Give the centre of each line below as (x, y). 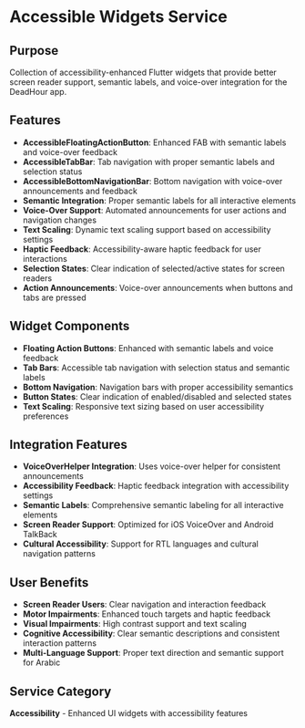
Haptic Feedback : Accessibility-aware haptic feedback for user (142, 249)
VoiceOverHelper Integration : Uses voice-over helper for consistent (151, 466)
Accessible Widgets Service (118, 17)
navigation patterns (59, 554)
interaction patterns (60, 643)
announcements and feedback (80, 191)
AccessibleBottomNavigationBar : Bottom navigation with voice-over (152, 181)
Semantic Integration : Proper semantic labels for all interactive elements (159, 200)
